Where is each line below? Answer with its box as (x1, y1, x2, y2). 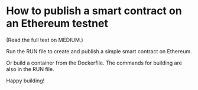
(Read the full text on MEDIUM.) (6, 36, 84, 43)
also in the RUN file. (6, 65, 54, 72)
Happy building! (6, 77, 45, 84)
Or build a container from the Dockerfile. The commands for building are (6, 59, 182, 66)
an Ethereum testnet (6, 17, 108, 30)
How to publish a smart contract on (6, 4, 182, 18)
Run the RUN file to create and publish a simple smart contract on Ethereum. (6, 47, 192, 54)
